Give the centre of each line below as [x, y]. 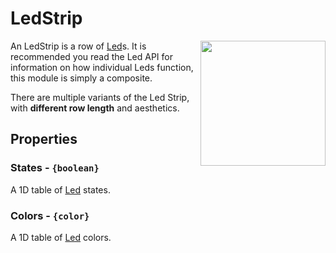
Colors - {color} [50, 215]
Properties [44, 139]
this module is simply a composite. [81, 78]
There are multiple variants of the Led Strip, [100, 97]
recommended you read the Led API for [91, 56]
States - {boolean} [55, 168]
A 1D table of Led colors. [61, 237]
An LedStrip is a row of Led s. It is [78, 46]
